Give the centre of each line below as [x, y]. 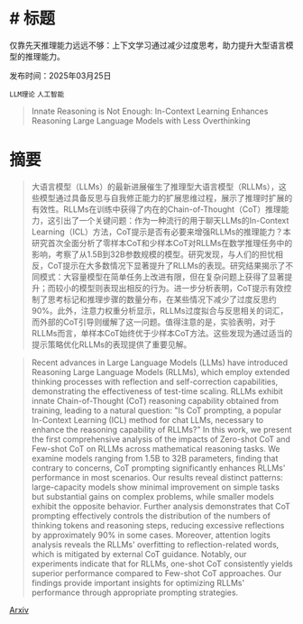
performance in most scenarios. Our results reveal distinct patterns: [157, 477]
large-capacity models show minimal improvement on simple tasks [156, 487]
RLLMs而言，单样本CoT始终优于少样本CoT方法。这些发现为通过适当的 [162, 333]
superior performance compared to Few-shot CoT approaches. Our [156, 573]
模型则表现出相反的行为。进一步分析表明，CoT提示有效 [181, 288]
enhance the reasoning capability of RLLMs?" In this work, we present [161, 429]
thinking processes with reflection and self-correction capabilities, [155, 381]
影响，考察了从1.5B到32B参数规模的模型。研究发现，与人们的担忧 [153, 254]
